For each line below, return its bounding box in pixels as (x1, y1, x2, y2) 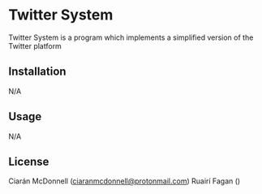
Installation (8, 65, 67, 79)
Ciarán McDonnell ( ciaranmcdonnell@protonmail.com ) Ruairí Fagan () (8, 176, 241, 186)
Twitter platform (8, 41, 62, 50)
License (8, 154, 49, 168)
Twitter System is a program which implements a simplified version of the (8, 32, 254, 42)
